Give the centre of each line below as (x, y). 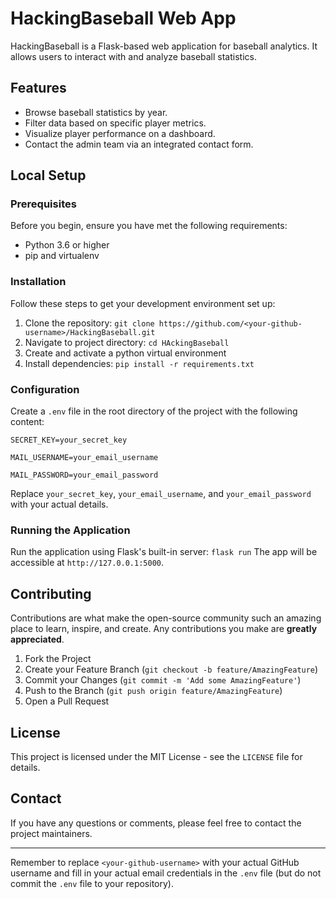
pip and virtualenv (62, 256)
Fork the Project (58, 659)
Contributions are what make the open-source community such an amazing (166, 618)
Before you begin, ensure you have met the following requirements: (149, 226)
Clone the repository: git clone (89, 323)
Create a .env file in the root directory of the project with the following (154, 411)
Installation (38, 282)
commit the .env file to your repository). (92, 883)
